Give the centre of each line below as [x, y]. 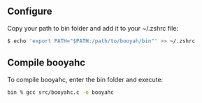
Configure [30, 11]
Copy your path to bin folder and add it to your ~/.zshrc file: [93, 28]
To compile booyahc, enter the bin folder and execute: [85, 79]
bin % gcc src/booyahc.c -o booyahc [60, 92]
